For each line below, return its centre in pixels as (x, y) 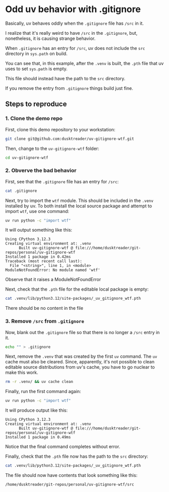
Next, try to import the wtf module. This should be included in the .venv (79, 200)
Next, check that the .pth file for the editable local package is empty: (77, 289)
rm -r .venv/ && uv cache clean (39, 382)
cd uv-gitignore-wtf (27, 157)
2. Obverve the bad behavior (41, 171)
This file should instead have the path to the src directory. (65, 78)
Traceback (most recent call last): (44, 261)
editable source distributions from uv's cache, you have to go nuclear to (80, 367)
